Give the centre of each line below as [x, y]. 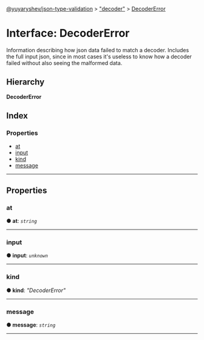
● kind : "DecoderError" [36, 290]
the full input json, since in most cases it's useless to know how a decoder [99, 56]
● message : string [31, 325]
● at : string [22, 221]
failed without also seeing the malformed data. [64, 63]
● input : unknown [27, 256]
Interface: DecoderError [68, 33]
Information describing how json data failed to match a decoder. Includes [98, 50]
